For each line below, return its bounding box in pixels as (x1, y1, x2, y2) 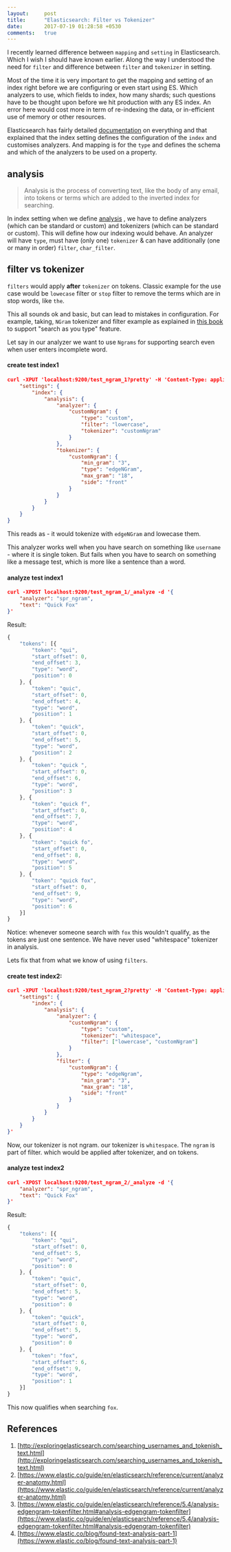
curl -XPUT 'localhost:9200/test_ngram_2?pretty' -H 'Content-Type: (7, 987, 208, 994)
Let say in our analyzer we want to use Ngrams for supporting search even (7, 338, 215, 346)
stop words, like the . (7, 296, 65, 305)
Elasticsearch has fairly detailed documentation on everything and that (7, 126, 208, 134)
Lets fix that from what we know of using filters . (7, 956, 148, 965)
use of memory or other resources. (7, 113, 107, 121)
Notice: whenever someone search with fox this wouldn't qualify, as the (7, 928, 210, 937)
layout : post (7, 10, 57, 17)
